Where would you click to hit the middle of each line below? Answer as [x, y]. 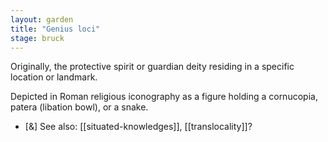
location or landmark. [54, 77]
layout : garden [42, 19]
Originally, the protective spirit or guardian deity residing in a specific [152, 67]
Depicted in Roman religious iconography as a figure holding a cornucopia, [164, 97]
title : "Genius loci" [55, 29]
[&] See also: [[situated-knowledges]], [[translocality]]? [138, 127]
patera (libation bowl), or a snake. [79, 107]
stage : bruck [37, 38]
